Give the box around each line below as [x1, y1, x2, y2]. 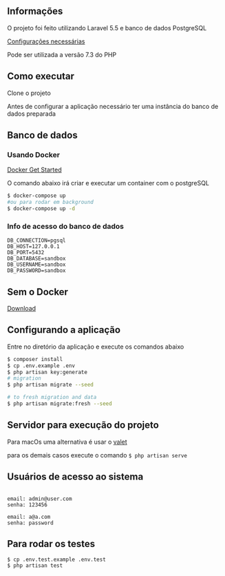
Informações [7, 6, 63, 17]
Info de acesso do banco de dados [7, 221, 125, 231]
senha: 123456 [7, 501, 48, 508]
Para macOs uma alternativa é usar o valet [7, 438, 127, 446]
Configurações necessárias [7, 37, 85, 45]
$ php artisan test [7, 562, 63, 569]
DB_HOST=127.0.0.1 [7, 243, 60, 250]
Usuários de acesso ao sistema [7, 471, 144, 483]
